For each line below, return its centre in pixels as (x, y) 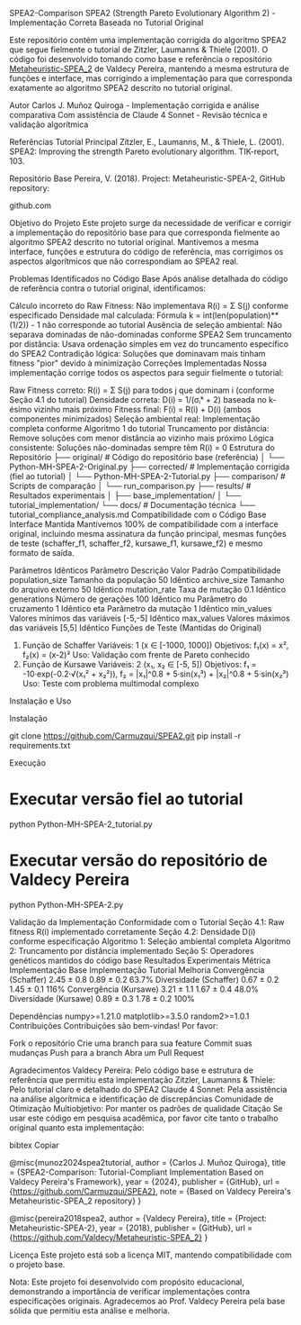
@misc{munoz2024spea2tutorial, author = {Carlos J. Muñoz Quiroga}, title (147, 1162)
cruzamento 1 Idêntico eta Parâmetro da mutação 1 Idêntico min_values (141, 608)
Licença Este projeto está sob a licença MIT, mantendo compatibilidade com (150, 1255)
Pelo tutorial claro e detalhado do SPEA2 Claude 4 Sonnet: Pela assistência (148, 1089)
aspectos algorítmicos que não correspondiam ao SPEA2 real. (124, 261)
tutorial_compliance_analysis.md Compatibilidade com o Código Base (138, 514)
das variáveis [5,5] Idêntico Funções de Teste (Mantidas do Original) (136, 628)
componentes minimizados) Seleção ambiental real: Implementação (135, 419)
